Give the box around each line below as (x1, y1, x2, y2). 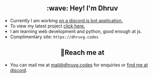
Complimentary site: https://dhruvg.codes (10, 33, 99, 40)
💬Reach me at (60, 48, 105, 57)
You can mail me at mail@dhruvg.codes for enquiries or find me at (10, 62, 148, 68)
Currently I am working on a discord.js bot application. (10, 17, 123, 23)
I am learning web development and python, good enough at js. (10, 28, 142, 34)
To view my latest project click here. (10, 23, 85, 29)
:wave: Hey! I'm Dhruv (46, 4, 118, 13)
